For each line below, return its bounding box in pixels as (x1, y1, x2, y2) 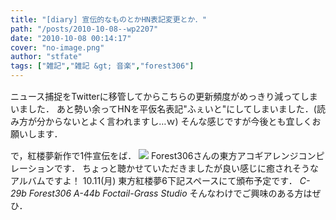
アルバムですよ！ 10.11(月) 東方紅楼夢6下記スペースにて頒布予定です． (10, 175, 298, 186)
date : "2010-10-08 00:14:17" (10, 33, 132, 43)
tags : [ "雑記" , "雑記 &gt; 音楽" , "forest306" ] (10, 61, 195, 71)
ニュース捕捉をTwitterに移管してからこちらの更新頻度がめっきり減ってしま (10, 91, 318, 102)
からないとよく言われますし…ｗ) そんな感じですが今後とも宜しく (44, 116, 313, 127)
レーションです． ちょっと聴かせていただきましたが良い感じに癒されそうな (10, 162, 320, 174)
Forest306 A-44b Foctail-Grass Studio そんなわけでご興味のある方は (28, 187, 313, 199)
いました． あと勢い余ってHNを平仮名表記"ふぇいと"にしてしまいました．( (10, 103, 317, 115)
